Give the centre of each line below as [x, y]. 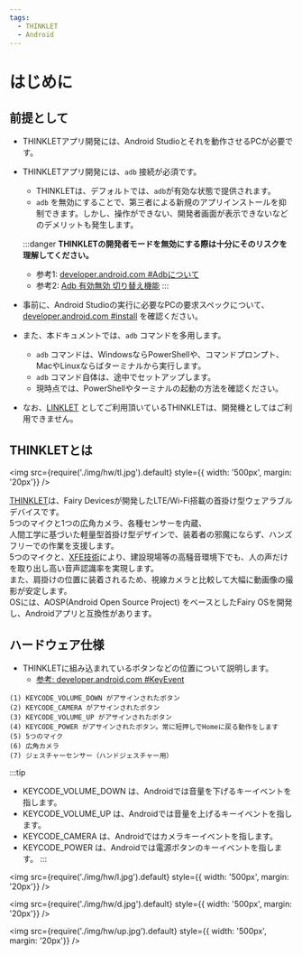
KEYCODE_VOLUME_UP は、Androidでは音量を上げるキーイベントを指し [157, 814]
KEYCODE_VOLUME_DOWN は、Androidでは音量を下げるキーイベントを [157, 791]
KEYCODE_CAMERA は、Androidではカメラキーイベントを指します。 [150, 836]
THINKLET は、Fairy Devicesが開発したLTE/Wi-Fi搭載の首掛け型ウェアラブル [151, 501]
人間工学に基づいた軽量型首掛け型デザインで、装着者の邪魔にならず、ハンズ [151, 534]
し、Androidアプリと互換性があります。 [83, 614]
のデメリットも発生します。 [87, 225]
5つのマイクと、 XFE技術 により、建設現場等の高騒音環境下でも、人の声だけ [149, 557]
